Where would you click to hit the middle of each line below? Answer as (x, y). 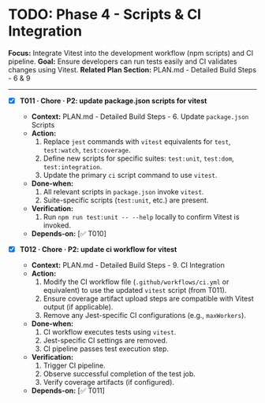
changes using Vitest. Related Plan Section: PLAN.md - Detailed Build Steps (132, 69)
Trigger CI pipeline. (74, 366)
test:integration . (73, 166)
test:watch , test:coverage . (87, 150)
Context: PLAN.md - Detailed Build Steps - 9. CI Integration (128, 265)
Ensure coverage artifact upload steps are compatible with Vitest (148, 299)
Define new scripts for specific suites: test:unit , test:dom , (138, 158)
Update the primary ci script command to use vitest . (130, 175)
